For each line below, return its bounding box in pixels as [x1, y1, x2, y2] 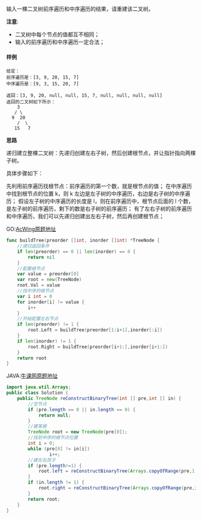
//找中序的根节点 [17, 288, 54, 294]
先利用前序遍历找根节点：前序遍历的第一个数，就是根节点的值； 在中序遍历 [6, 182, 192, 190]
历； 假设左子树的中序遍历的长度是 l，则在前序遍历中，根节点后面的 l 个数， [6, 197, 194, 205]
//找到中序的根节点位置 [28, 435, 78, 441]
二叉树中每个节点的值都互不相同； [14, 31, 100, 38]
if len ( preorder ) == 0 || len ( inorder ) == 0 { [17, 249, 136, 255]
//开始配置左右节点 [17, 315, 59, 322]
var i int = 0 [17, 293, 52, 299]
